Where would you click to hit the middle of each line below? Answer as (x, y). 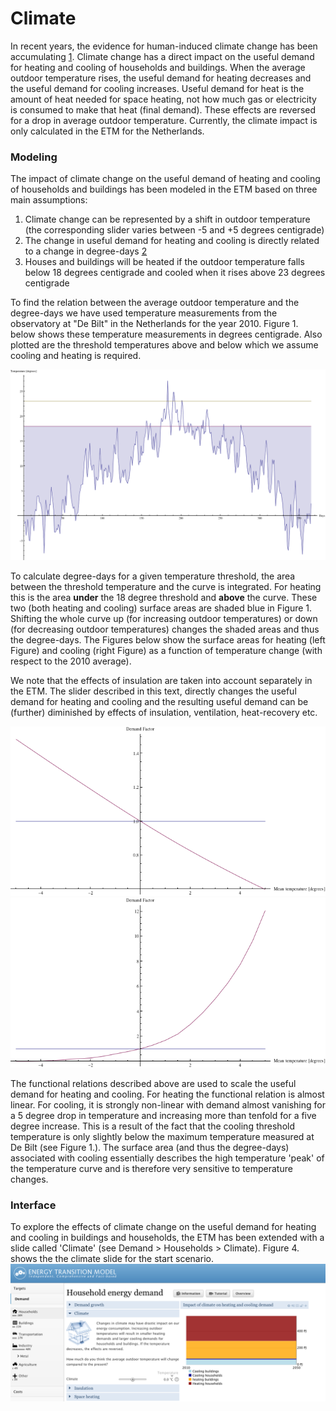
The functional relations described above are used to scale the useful (153, 1083)
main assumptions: (49, 200)
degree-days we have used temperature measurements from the (144, 313)
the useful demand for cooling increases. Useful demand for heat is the (157, 88)
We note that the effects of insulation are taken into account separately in (161, 680)
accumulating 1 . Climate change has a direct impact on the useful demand (162, 56)
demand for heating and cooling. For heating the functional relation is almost (167, 1094)
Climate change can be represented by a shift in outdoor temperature (167, 219)
